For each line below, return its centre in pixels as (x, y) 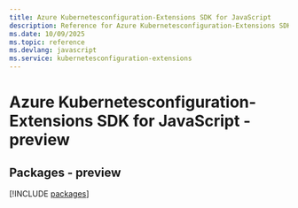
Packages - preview (65, 172)
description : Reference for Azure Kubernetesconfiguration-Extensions (142, 26)
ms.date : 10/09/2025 (47, 34)
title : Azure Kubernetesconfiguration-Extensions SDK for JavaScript (141, 17)
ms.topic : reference (47, 42)
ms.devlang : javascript (53, 50)
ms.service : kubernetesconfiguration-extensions (101, 58)
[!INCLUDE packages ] (49, 194)
